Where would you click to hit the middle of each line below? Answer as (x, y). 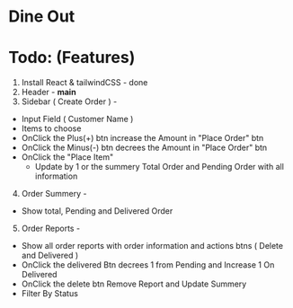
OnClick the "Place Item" (67, 157)
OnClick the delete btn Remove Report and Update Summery (134, 284)
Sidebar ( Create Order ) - (69, 101)
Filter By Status (49, 294)
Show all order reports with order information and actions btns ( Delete (152, 246)
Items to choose (51, 128)
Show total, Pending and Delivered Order (97, 211)
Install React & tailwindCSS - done (84, 83)
